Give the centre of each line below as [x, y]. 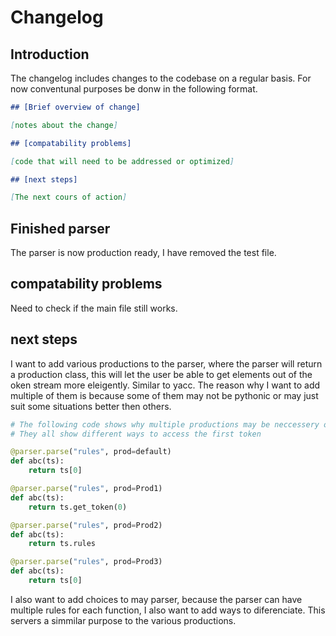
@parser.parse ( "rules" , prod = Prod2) [86, 525]
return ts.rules [62, 544]
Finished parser [60, 228]
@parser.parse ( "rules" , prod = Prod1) [86, 489]
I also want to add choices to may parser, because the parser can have [156, 599]
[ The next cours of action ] [69, 197]
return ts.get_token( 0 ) [78, 507]
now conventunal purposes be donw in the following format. [134, 89]
